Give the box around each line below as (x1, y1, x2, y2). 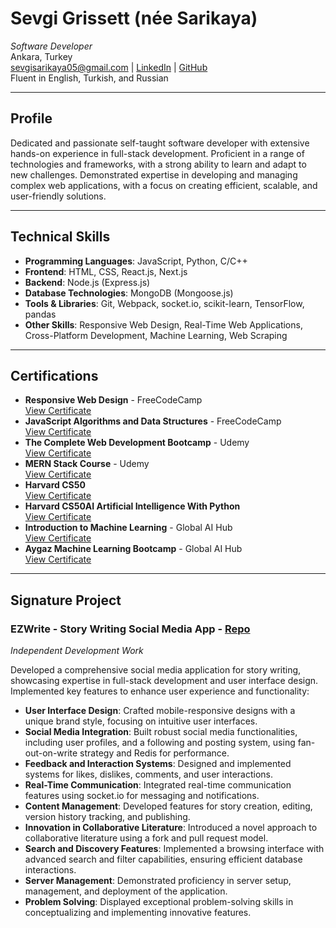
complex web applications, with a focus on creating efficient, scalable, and (10, 179, 318, 191)
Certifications (10, 367, 99, 384)
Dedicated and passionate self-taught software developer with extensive (10, 137, 310, 149)
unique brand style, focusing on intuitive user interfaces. (24, 715, 258, 727)
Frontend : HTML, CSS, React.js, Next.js (24, 265, 188, 277)
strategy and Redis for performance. (79, 747, 230, 759)
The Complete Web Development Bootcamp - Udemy (24, 437, 250, 449)
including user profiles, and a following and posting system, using (24, 737, 296, 749)
